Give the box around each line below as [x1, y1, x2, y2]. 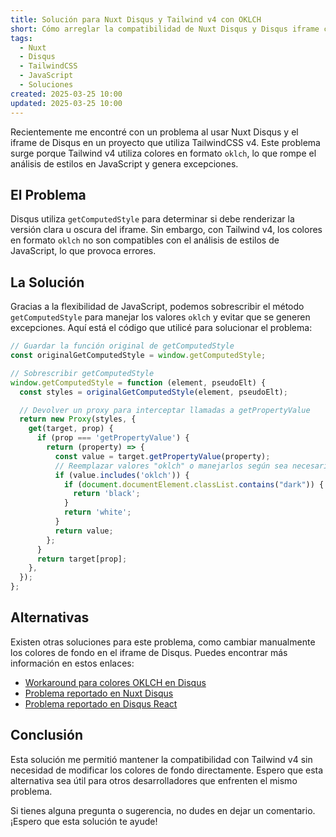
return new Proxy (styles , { [19, 414, 137, 425]
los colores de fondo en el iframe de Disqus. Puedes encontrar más [10, 646, 288, 658]
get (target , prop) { [28, 424, 114, 434]
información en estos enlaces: [10, 657, 135, 669]
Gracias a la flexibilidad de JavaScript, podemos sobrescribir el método [10, 301, 305, 313]
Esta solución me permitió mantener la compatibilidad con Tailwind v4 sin [10, 753, 313, 765]
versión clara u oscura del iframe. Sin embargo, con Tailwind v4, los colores [10, 224, 323, 236]
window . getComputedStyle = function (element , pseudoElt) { [10, 377, 267, 388]
